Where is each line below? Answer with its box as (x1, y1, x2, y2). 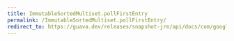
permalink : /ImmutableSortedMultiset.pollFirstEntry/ (7, 17, 167, 24)
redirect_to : (7, 23, 45, 30)
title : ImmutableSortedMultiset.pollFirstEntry (7, 10, 148, 17)
